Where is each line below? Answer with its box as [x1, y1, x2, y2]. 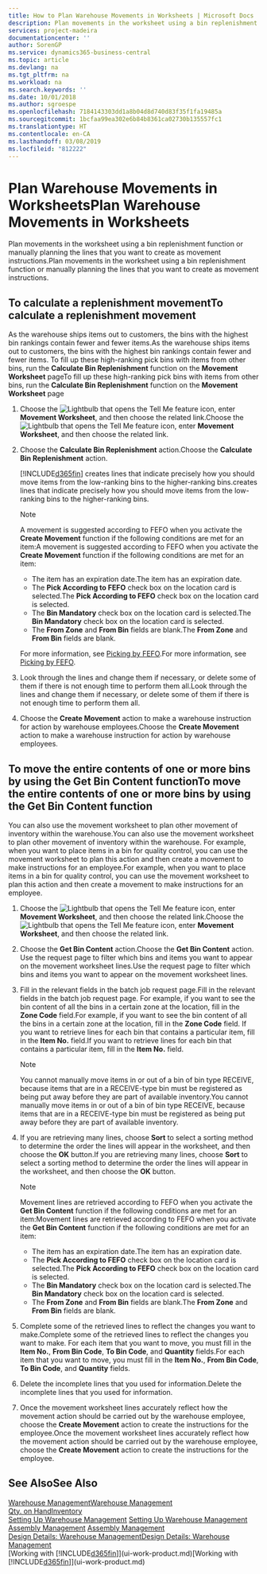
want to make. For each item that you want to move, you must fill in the [19, 1338, 252, 1347]
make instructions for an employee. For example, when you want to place [8, 863, 246, 872]
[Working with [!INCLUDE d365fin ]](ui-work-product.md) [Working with [8, 1549, 238, 1558]
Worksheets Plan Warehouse [8, 196, 201, 214]
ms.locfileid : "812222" [8, 145, 87, 153]
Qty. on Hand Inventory [8, 1506, 83, 1516]
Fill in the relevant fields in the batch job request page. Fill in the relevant [19, 984, 256, 995]
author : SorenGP [8, 41, 62, 49]
